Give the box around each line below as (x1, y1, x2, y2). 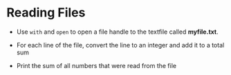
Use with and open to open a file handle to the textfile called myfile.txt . (16, 28, 219, 36)
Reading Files (6, 5, 86, 21)
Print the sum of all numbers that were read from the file (16, 61, 177, 69)
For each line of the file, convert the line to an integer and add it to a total (16, 41, 225, 49)
